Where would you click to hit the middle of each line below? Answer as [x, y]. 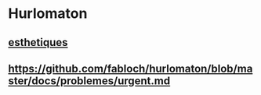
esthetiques [38, 42]
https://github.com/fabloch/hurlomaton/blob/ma [130, 68]
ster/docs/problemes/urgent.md [89, 81]
